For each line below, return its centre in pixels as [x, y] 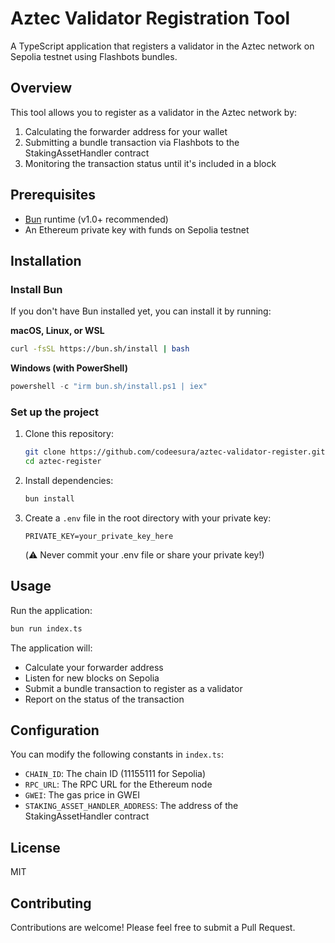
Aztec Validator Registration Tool [150, 18]
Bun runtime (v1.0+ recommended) [96, 219]
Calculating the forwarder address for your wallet [126, 131]
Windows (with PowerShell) [69, 368]
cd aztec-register [63, 462]
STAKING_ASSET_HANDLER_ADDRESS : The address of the [131, 806]
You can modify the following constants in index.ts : [117, 754]
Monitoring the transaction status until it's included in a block [150, 163]
